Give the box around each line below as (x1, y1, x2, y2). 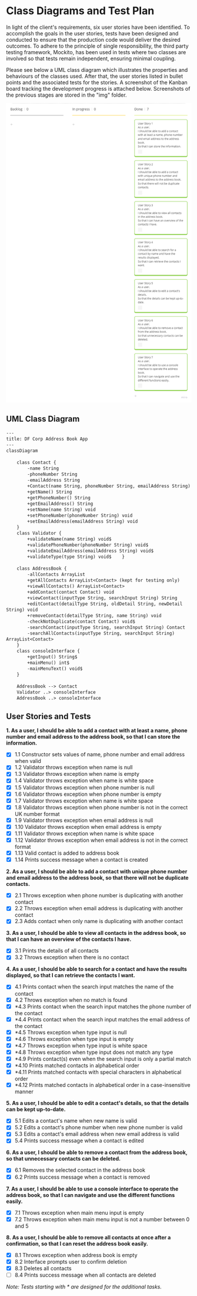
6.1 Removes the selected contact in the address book (14, 1166, 146, 1173)
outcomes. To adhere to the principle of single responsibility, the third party (6, 42, 189, 49)
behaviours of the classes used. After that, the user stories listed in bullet (6, 72, 183, 80)
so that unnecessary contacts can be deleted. (6, 1155, 121, 1162)
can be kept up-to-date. (6, 1106, 66, 1113)
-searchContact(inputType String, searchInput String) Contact (27, 624, 185, 631)
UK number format (14, 810, 60, 817)
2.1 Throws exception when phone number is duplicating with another (14, 892, 183, 899)
